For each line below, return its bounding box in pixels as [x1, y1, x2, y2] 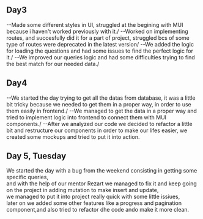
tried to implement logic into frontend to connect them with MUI [6, 113, 167, 121]
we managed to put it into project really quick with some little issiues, [6, 193, 180, 201]
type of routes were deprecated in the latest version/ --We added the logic [6, 40, 194, 48]
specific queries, [6, 174, 49, 181]
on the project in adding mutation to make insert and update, [6, 187, 159, 194]
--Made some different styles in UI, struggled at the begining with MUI [6, 21, 183, 28]
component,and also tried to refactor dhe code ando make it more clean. [6, 206, 190, 213]
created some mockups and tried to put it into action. [6, 133, 140, 140]
